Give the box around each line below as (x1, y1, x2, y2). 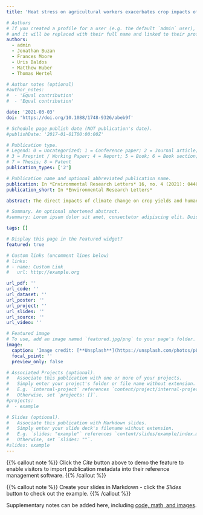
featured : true (6, 241, 45, 248)
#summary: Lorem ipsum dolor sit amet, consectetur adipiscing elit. (6, 214, 185, 221)
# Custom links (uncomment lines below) (6, 252, 110, 259)
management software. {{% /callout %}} (6, 471, 107, 479)
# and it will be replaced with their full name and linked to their (6, 31, 185, 37)
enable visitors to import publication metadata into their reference (6, 465, 170, 472)
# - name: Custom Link (6, 264, 63, 270)
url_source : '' (6, 314, 45, 320)
